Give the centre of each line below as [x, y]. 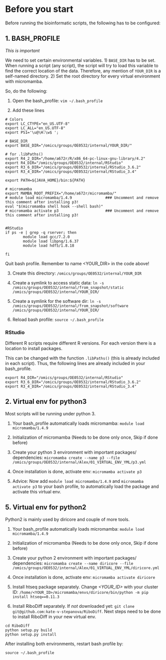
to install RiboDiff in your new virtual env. [54, 616]
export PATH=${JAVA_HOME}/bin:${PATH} [45, 180]
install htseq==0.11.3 [36, 597]
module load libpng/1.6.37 [51, 241]
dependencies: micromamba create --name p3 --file [66, 457]
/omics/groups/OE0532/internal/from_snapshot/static [68, 287]
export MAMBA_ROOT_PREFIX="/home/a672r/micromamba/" [61, 193]
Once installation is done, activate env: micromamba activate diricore [84, 577]
